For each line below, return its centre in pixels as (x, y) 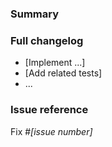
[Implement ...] (55, 63)
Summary (35, 14)
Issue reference (49, 110)
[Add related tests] (63, 73)
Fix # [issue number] (51, 131)
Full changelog (47, 40)
